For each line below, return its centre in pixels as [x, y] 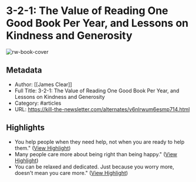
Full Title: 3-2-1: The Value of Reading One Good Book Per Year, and [97, 90]
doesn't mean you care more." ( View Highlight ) [71, 173]
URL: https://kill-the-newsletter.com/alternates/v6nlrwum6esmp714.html [102, 109]
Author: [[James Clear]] [43, 84]
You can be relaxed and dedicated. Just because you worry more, [94, 166]
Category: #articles [38, 103]
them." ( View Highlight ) [43, 148]
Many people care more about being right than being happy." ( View [96, 154]
